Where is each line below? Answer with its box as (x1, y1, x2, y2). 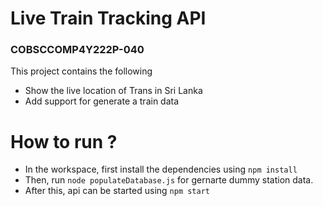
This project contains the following (10, 65, 153, 77)
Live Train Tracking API (10, 7, 207, 30)
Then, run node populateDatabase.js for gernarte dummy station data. (24, 174, 314, 186)
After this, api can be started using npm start (24, 185, 211, 197)
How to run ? (10, 130, 118, 153)
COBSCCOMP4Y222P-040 (10, 43, 145, 57)
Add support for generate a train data (24, 95, 180, 107)
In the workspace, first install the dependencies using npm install (24, 163, 298, 176)
